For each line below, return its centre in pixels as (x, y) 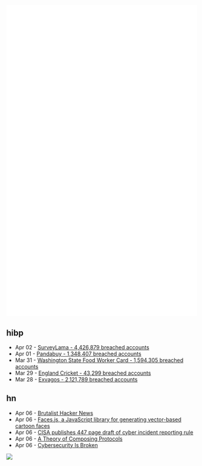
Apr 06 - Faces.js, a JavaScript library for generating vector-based (98, 419)
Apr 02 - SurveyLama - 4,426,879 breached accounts (82, 347)
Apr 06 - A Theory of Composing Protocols (69, 438)
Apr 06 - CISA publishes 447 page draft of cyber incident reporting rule (104, 432)
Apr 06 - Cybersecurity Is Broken (57, 445)
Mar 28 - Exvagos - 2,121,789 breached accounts (76, 379)
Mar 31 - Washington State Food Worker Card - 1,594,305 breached (99, 360)
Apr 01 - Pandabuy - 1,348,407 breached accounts (78, 354)
